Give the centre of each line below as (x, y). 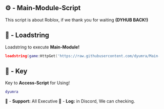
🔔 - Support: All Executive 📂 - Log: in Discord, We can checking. (70, 101)
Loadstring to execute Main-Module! (42, 47)
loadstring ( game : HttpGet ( (31, 56)
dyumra (12, 92)
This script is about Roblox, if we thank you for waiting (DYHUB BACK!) (77, 20)
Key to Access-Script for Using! (37, 83)
